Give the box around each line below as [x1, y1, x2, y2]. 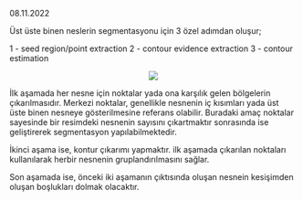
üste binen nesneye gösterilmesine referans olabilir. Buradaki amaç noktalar [9, 107, 295, 118]
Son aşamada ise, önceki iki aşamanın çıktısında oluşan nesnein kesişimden [9, 172, 294, 182]
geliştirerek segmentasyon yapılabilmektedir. [9, 127, 178, 137]
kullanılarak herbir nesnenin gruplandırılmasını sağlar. [9, 154, 210, 164]
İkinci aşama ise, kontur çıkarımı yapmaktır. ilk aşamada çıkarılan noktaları [9, 144, 287, 154]
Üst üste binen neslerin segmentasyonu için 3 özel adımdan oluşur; [9, 26, 262, 36]
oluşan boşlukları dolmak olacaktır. [9, 182, 140, 192]
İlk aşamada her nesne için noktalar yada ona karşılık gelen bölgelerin [9, 88, 271, 99]
